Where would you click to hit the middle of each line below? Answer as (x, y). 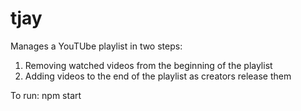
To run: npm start (46, 95)
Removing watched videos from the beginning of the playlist (148, 65)
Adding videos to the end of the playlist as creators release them (158, 76)
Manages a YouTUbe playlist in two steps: (96, 46)
